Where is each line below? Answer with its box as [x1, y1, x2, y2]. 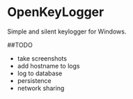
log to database [17, 69, 63, 77]
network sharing [17, 84, 65, 92]
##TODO [7, 40, 33, 49]
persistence [17, 76, 52, 84]
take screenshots [17, 54, 68, 63]
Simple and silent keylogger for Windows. [7, 27, 127, 36]
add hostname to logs [17, 61, 80, 70]
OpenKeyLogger [7, 4, 104, 20]
